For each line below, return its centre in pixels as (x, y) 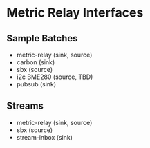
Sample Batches (42, 38)
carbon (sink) (36, 62)
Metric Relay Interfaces (75, 13)
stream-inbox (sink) (45, 137)
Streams (25, 106)
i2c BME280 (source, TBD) (55, 77)
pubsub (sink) (36, 84)
